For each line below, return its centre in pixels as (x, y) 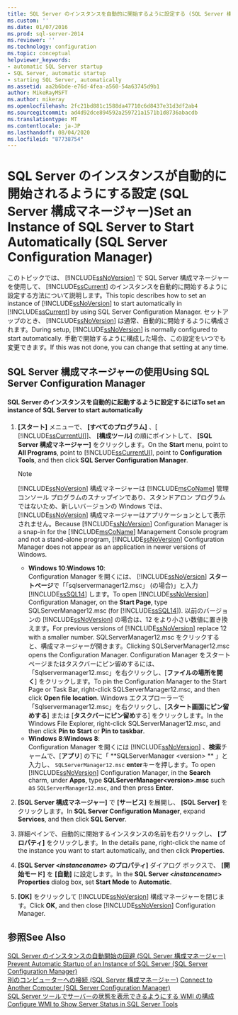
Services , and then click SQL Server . (72, 819)
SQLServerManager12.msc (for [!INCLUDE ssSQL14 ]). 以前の (116, 611)
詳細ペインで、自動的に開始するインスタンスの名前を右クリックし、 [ (119, 834)
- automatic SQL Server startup (55, 67)
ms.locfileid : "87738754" (45, 139)
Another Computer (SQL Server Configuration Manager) (89, 987)
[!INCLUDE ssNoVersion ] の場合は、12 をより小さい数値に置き (132, 619)
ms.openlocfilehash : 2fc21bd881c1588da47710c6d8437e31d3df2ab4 (103, 106)
